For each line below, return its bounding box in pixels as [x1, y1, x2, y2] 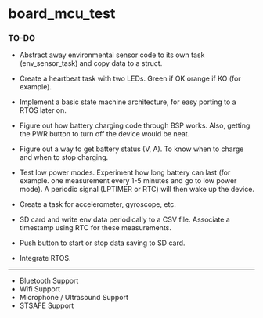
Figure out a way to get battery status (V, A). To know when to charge [19, 144, 244, 154]
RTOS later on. [19, 106, 67, 115]
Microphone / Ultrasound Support [19, 293, 129, 302]
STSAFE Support [19, 301, 74, 310]
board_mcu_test [8, 5, 116, 23]
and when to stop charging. [19, 153, 109, 162]
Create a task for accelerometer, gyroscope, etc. [19, 200, 176, 209]
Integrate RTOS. [19, 254, 72, 263]
